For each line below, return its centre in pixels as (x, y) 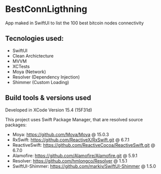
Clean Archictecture (33, 56)
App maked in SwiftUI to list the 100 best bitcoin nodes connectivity (75, 23)
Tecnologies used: (34, 39)
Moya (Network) (29, 72)
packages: (16, 125)
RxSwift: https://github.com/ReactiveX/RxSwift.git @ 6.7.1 (71, 140)
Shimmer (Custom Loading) (41, 82)
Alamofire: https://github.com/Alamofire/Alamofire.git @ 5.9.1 (75, 156)
